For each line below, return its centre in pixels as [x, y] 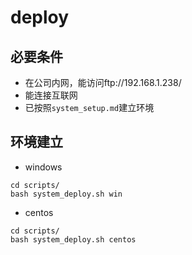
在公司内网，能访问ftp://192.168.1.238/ [103, 82]
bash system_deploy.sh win [66, 194]
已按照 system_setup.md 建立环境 [89, 107]
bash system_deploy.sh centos [73, 239]
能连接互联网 [51, 95]
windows [43, 167]
